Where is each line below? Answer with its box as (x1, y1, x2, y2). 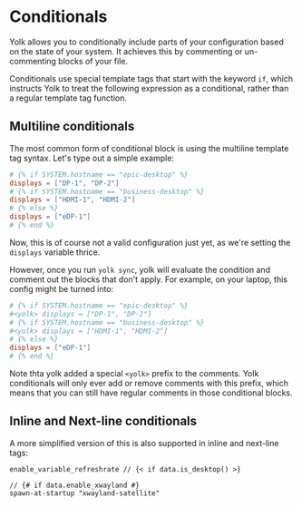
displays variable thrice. (9, 247, 101, 258)
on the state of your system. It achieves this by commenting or (9, 45, 243, 56)
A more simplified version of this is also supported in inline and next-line (9, 437, 279, 448)
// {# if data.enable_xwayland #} (9, 481, 141, 490)
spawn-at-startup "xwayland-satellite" (9, 488, 161, 498)
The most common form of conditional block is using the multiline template (9, 142, 289, 153)
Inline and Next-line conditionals (9, 414, 198, 429)
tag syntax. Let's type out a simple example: (9, 152, 175, 163)
